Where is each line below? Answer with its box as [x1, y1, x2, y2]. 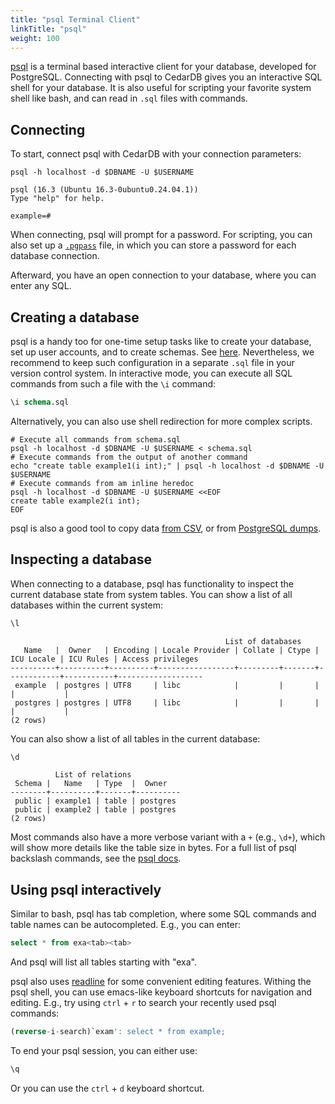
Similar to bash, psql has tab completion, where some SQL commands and [10, 908, 317, 920]
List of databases [224, 636, 302, 646]
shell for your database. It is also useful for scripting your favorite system [10, 82, 312, 94]
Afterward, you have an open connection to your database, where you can [10, 269, 317, 281]
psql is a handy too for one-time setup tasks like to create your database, [10, 336, 312, 347]
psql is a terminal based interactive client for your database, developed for [10, 61, 317, 73]
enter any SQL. [10, 280, 72, 292]
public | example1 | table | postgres [14, 796, 177, 806]
